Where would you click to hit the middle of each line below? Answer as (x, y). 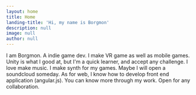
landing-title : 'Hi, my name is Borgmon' (58, 22)
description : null (29, 28)
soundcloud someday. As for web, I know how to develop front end (88, 74)
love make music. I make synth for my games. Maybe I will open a (86, 68)
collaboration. (23, 86)
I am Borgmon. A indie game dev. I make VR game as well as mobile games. (98, 55)
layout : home (22, 11)
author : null (22, 39)
